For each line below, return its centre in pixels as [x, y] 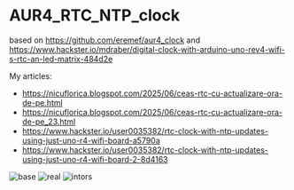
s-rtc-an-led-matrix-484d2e [61, 59]
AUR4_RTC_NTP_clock [94, 16]
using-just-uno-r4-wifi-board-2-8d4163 [95, 159]
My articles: [31, 75]
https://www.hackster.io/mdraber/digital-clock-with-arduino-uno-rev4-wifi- [147, 49]
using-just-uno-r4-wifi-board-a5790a [91, 140]
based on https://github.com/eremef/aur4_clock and [105, 40]
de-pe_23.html [49, 122]
